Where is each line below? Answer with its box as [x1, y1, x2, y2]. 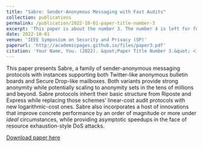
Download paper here [6, 134, 60, 141]
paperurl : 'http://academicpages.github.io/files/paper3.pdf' [6, 43, 166, 49]
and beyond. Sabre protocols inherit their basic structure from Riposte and [6, 90, 192, 97]
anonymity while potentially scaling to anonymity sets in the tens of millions [6, 84, 194, 91]
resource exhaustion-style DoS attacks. [6, 122, 105, 130]
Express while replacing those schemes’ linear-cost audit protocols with [6, 96, 185, 104]
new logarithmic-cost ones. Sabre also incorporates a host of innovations [6, 103, 189, 110]
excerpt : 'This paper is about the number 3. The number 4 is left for [6, 25, 190, 32]
